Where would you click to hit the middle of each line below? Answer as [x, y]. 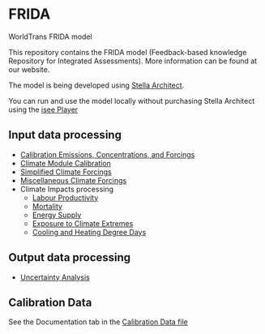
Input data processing [65, 135]
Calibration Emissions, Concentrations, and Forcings [107, 154]
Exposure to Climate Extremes [83, 223]
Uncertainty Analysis [55, 277]
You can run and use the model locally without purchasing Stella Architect [132, 101]
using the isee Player [43, 109]
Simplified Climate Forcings [66, 172]
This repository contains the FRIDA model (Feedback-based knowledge [128, 52]
